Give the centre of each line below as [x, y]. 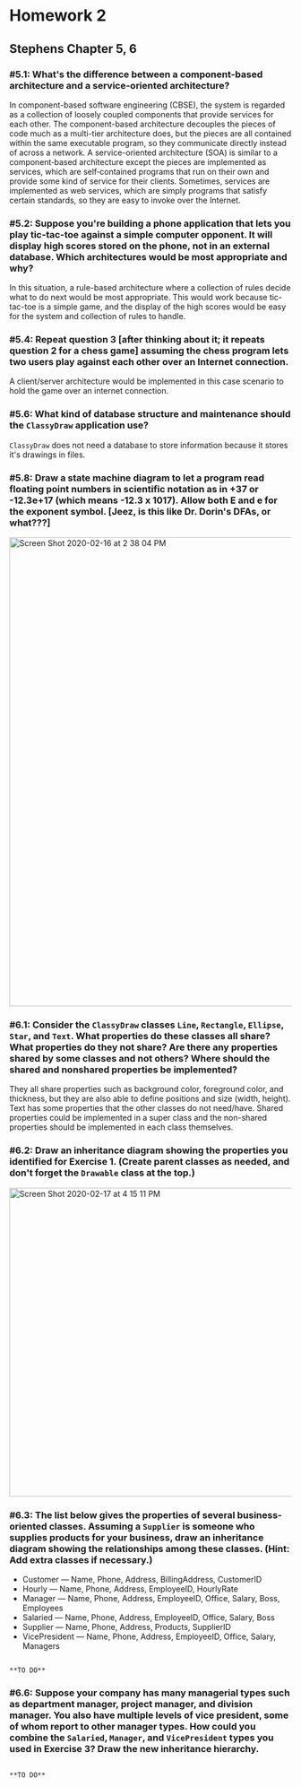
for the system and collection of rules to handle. [98, 317]
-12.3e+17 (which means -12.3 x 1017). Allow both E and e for [143, 500]
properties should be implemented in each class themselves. [121, 1127]
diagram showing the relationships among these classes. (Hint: [150, 1548]
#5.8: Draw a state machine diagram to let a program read [137, 478]
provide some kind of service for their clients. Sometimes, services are [140, 181]
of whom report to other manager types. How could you [133, 1726]
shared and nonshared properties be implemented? [123, 1070]
